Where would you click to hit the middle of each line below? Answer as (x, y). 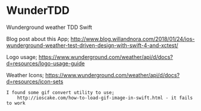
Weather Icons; (25, 75)
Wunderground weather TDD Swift (49, 27)
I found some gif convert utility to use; (60, 92)
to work (16, 103)
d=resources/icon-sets (35, 81)
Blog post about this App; (38, 39)
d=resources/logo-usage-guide (46, 63)
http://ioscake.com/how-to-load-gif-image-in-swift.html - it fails (105, 98)
